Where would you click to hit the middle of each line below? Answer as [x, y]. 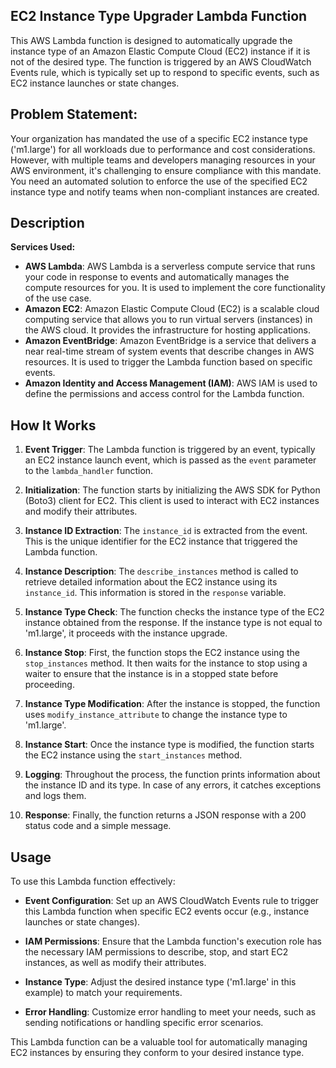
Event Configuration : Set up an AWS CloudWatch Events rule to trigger [172, 901]
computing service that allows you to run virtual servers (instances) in [168, 320]
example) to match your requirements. [103, 993]
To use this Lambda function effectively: [93, 881]
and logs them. [55, 796]
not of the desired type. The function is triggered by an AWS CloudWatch [161, 61]
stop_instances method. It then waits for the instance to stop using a [166, 663]
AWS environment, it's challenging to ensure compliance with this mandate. [166, 170]
